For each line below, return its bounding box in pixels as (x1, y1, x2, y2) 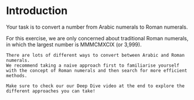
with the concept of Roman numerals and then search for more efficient (6, 67, 188, 74)
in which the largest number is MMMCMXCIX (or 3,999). (6, 41, 142, 48)
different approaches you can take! (6, 88, 96, 94)
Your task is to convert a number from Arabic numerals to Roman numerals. (6, 23, 188, 30)
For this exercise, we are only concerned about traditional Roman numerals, (6, 35, 189, 42)
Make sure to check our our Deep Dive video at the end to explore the (6, 83, 185, 89)
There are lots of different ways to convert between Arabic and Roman (6, 52, 185, 58)
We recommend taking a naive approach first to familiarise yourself (6, 63, 180, 68)
